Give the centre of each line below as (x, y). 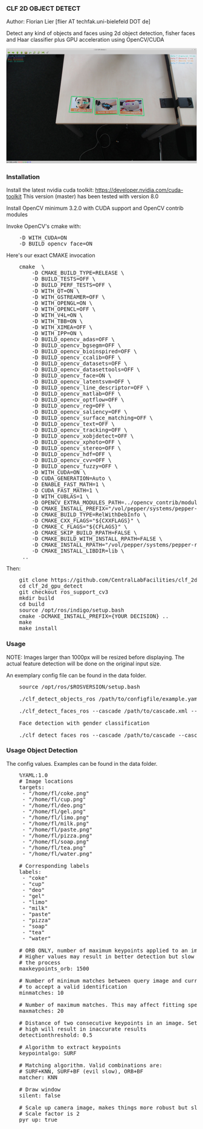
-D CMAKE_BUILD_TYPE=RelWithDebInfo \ (89, 515)
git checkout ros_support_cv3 (64, 592)
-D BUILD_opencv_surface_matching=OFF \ (92, 418)
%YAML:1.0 (34, 775)
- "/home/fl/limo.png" (56, 817)
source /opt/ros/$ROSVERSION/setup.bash (80, 687)
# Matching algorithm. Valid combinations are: (91, 1065)
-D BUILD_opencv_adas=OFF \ (73, 339)
